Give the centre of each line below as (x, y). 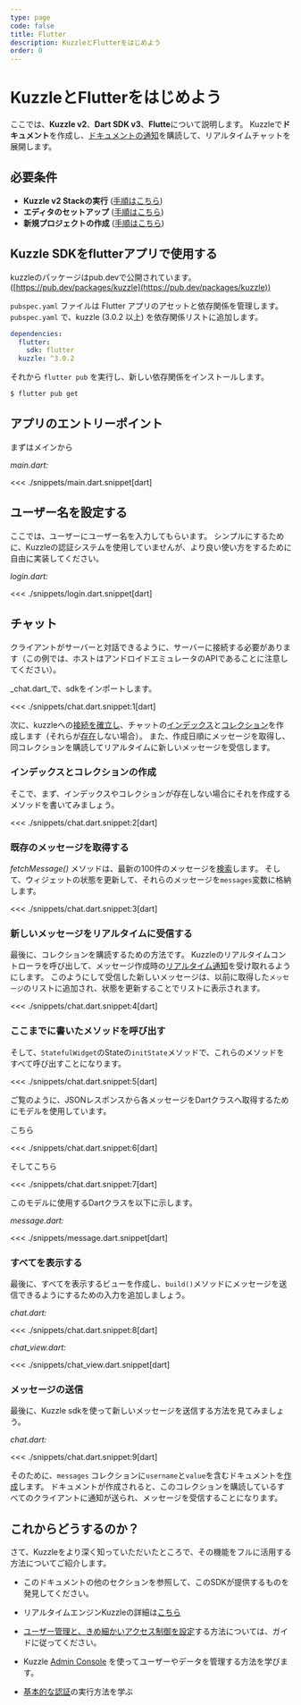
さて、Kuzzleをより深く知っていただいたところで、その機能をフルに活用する (151, 1552)
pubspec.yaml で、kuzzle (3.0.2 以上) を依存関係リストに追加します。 (136, 317)
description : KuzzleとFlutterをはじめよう (86, 42)
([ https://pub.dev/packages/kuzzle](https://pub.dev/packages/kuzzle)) (141, 287)
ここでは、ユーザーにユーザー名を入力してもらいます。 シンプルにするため (147, 536)
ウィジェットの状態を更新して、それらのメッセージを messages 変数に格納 (159, 880)
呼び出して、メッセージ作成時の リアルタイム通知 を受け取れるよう (170, 966)
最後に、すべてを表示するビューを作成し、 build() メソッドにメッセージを (145, 1283)
